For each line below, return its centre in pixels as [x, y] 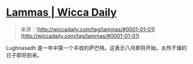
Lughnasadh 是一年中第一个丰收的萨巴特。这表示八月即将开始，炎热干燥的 [96, 48]
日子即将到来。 [24, 55]
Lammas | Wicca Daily [61, 13]
